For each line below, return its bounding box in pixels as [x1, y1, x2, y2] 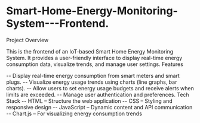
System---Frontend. [6, 17, 109, 30]
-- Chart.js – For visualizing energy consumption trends [6, 110, 142, 117]
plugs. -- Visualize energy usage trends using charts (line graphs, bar [6, 78, 177, 86]
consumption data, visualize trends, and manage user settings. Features [6, 61, 184, 68]
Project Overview [6, 36, 49, 43]
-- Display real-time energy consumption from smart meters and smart [6, 72, 180, 79]
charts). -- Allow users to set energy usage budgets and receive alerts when [6, 84, 194, 92]
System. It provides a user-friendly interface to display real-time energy [6, 54, 183, 61]
